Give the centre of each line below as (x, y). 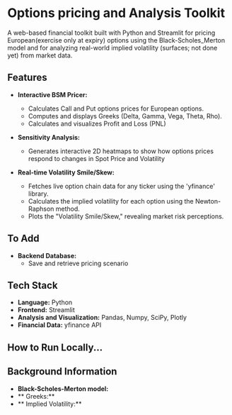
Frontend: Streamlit (46, 310)
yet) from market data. (40, 55)
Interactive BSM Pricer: (52, 94)
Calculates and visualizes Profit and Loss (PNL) (97, 123)
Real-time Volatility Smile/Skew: (66, 172)
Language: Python (45, 302)
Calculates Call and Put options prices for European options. (116, 109)
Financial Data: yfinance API (59, 325)
